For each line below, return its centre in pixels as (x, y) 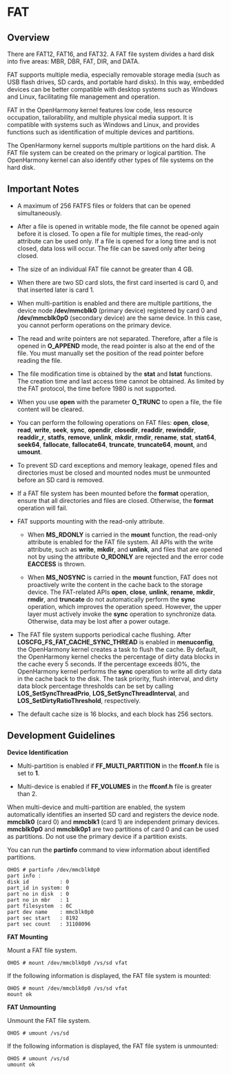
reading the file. (39, 360)
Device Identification (38, 752)
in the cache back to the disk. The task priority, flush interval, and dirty (118, 678)
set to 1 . (28, 773)
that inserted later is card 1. (56, 290)
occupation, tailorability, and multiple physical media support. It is (100, 117)
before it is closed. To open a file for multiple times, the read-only (110, 233)
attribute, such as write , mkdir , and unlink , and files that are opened (125, 549)
